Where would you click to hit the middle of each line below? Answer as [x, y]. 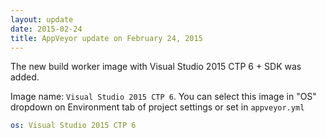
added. [25, 77]
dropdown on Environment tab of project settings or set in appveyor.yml [157, 107]
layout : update [42, 19]
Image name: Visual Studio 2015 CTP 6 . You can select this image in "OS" [163, 97]
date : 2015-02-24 [46, 29]
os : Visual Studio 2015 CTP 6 [73, 126]
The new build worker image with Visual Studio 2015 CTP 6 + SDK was [156, 67]
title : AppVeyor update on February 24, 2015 [106, 38]
